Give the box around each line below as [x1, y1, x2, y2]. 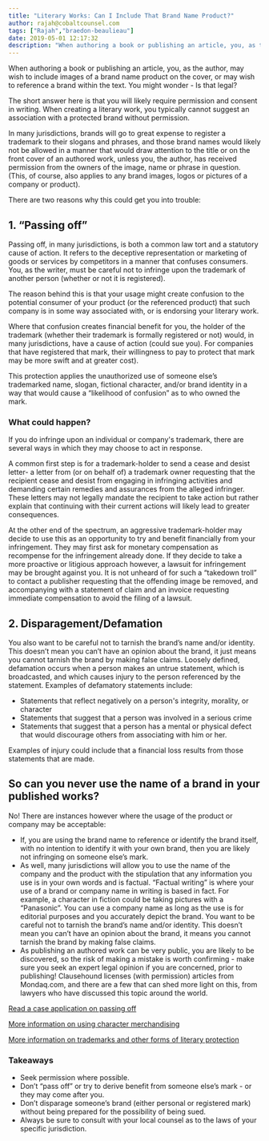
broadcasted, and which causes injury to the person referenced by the [8, 672, 242, 681]
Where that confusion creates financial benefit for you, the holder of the [8, 321, 246, 331]
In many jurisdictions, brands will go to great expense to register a [8, 129, 227, 139]
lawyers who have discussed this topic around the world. [19, 988, 208, 998]
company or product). [8, 179, 81, 189]
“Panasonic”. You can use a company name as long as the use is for [19, 902, 244, 913]
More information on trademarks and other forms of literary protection [8, 1035, 239, 1044]
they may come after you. [19, 1090, 105, 1099]
